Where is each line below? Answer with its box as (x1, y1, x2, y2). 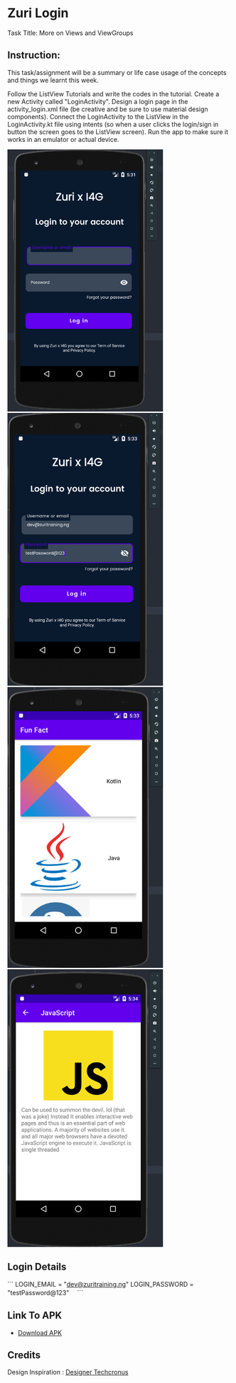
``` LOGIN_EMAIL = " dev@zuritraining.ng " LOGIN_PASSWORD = (7, 1280, 194, 1288)
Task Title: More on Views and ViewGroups (7, 29, 134, 37)
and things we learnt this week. (7, 76, 100, 84)
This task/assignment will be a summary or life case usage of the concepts (7, 68, 227, 76)
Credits (7, 1349, 41, 1362)
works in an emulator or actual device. (7, 135, 119, 143)
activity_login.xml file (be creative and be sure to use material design (7, 105, 208, 113)
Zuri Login (7, 5, 69, 21)
